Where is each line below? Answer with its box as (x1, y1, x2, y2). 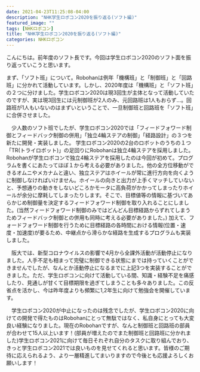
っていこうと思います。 (16, 61, 73, 68)
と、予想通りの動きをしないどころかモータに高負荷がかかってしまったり (6, 184, 183, 191)
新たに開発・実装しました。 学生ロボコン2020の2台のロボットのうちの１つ (6, 139, 192, 146)
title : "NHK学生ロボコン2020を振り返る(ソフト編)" (6, 31, 121, 37)
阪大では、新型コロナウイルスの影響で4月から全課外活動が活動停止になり (11, 249, 193, 256)
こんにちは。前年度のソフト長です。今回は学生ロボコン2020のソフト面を (6, 54, 186, 61)
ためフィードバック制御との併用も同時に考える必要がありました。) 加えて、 (6, 214, 189, 221)
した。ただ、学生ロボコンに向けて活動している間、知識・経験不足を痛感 (16, 272, 195, 279)
